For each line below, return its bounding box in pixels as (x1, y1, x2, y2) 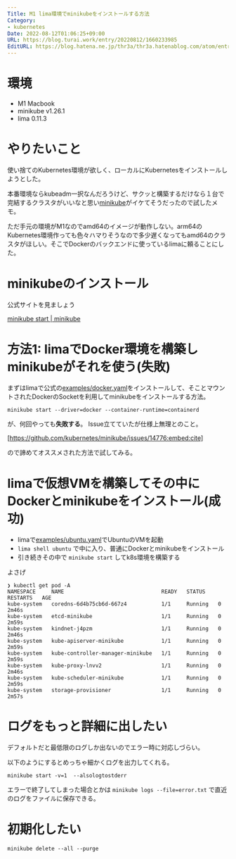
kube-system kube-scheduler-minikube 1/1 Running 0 (7, 674, 221, 682)
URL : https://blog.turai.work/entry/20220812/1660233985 (7, 37, 178, 44)
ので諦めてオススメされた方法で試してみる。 (7, 448, 137, 456)
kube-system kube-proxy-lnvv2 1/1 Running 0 (7, 662, 221, 669)
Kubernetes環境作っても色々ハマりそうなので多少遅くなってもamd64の (7, 230, 214, 239)
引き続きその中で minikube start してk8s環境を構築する (17, 553, 181, 561)
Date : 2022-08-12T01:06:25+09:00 (7, 30, 105, 37)
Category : (7, 17, 37, 24)
